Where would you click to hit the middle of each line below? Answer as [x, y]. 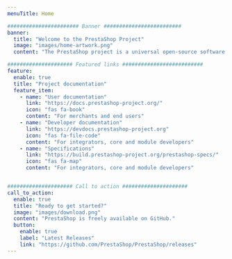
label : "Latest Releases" [57, 238]
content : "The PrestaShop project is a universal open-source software [119, 52]
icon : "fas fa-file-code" [63, 135]
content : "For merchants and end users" [85, 116]
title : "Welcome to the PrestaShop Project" [79, 39]
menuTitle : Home [31, 14]
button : [25, 225]
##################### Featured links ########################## [105, 65]
